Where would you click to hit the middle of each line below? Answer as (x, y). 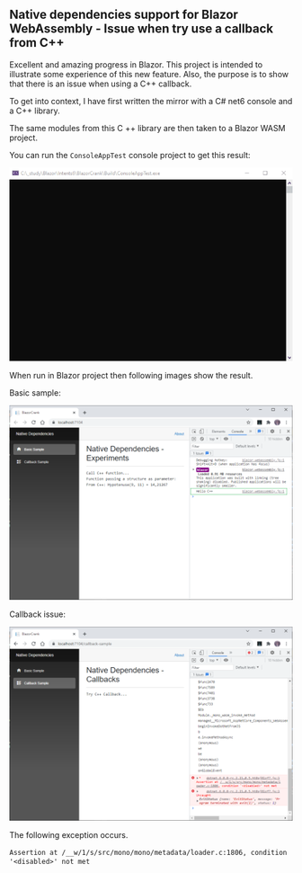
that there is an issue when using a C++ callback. (101, 84)
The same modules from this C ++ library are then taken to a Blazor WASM (147, 128)
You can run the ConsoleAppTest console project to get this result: (130, 155)
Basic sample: (35, 392)
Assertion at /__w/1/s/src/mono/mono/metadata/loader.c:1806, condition (148, 853)
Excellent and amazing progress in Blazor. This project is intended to (136, 64)
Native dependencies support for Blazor (124, 15)
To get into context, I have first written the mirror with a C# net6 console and (151, 101)
